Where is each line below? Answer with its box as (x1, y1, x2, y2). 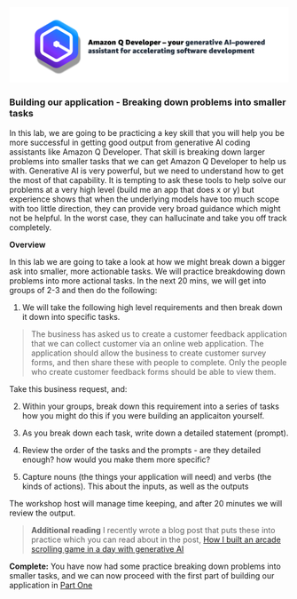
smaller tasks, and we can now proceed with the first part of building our (9, 570, 275, 580)
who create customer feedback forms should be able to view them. (30, 366, 277, 377)
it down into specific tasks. (21, 311, 121, 322)
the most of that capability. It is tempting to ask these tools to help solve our (9, 174, 286, 185)
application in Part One (9, 579, 93, 590)
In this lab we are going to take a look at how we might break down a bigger (9, 256, 285, 267)
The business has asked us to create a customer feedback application (30, 328, 288, 339)
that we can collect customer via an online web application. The (30, 338, 264, 348)
